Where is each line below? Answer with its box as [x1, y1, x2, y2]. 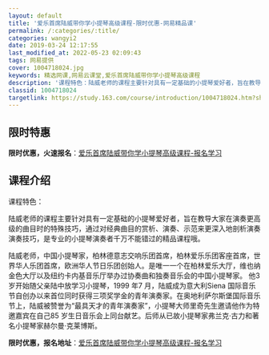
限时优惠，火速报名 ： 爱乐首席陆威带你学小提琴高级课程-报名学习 [8, 148, 223, 158]
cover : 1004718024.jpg [8, 64, 84, 72]
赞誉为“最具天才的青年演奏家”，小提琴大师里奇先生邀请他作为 [50, 301, 254, 310]
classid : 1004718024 [8, 86, 78, 95]
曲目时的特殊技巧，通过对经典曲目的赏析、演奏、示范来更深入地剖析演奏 [22, 224, 261, 233]
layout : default [8, 11, 62, 20]
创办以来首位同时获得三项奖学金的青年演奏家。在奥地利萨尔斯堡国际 [22, 290, 247, 301]
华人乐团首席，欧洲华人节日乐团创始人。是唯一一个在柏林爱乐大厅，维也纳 [14, 260, 261, 270]
